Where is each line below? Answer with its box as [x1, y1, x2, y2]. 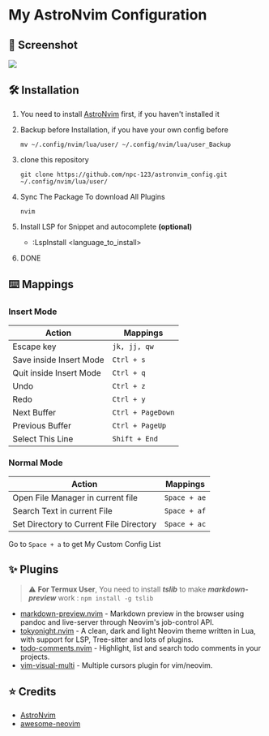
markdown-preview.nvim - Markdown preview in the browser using [19, 609, 245, 618]
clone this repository [19, 154, 89, 164]
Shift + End [112, 434, 158, 443]
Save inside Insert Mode [12, 354, 105, 365]
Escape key [12, 341, 57, 352]
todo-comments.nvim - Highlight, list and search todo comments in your [19, 643, 262, 652]
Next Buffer [12, 407, 57, 418]
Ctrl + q [112, 368, 146, 377]
